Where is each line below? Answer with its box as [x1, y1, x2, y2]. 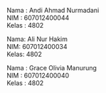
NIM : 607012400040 [6, 71, 70, 80]
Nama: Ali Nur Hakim [6, 35, 68, 43]
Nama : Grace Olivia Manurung [6, 64, 97, 72]
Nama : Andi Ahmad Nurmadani [6, 6, 100, 14]
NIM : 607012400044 [6, 13, 70, 22]
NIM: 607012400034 [6, 43, 68, 50]
